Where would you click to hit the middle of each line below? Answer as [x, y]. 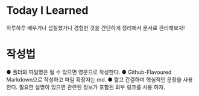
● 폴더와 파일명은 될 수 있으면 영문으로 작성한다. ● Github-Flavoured [89, 72]
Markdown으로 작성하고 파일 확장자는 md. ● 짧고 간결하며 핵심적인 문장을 [94, 79]
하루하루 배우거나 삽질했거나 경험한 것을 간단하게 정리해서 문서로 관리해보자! [96, 28]
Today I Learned [47, 10]
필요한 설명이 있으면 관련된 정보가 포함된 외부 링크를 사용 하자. [92, 87]
